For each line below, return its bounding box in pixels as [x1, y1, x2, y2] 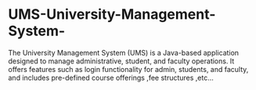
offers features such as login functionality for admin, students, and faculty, [8, 64, 249, 74]
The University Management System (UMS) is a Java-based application [8, 48, 240, 57]
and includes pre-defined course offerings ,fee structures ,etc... [8, 73, 214, 82]
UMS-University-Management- [8, 5, 216, 23]
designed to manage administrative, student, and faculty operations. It [8, 56, 235, 66]
